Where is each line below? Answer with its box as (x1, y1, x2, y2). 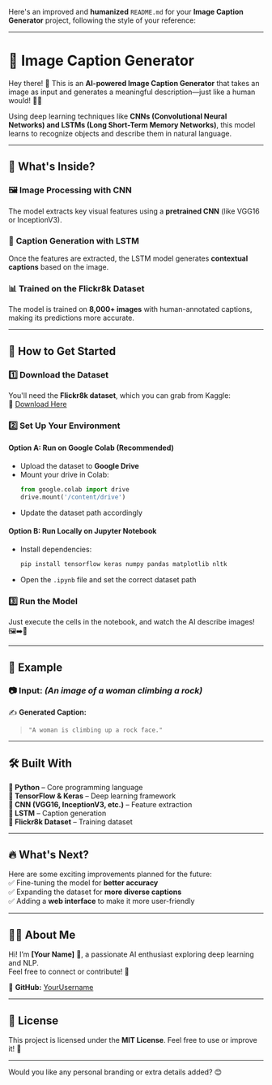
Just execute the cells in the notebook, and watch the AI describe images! (8, 617, 255, 627)
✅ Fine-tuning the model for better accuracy (8, 878, 159, 888)
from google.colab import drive (19, 486, 130, 494)
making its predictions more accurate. (8, 313, 135, 323)
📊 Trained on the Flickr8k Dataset (8, 283, 145, 294)
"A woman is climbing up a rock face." (28, 726, 164, 734)
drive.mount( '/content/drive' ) (19, 493, 126, 501)
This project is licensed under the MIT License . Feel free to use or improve (8, 1035, 257, 1045)
